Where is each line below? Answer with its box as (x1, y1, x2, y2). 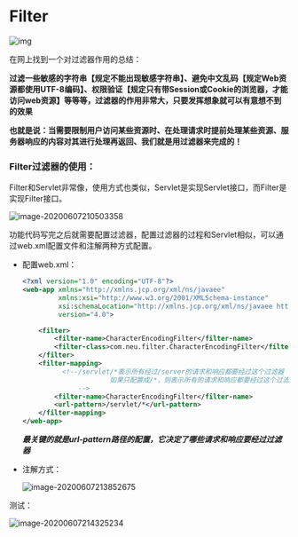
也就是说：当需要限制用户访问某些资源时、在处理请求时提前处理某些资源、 (9, 124, 281, 135)
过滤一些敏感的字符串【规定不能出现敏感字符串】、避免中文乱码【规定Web (9, 73, 279, 83)
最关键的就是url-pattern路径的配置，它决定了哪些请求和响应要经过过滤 (21, 434, 282, 445)
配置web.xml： (21, 259, 77, 270)
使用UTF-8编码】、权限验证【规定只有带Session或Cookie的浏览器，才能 (24, 83, 288, 94)
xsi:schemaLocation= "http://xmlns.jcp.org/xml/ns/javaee (58, 302, 273, 311)
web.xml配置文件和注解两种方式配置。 (16, 241, 157, 251)
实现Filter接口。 (9, 193, 67, 204)
